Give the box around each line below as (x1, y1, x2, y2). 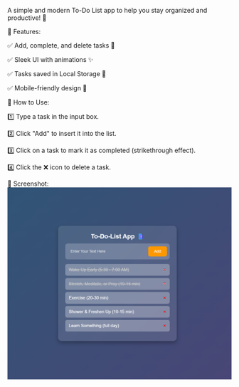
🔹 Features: (7, 28, 41, 36)
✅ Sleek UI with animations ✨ (7, 55, 94, 63)
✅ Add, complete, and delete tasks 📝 (7, 41, 115, 49)
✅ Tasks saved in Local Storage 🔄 (7, 70, 107, 78)
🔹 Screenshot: (7, 179, 49, 188)
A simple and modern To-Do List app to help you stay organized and (7, 6, 208, 14)
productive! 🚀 (7, 14, 47, 22)
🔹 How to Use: (7, 98, 50, 106)
